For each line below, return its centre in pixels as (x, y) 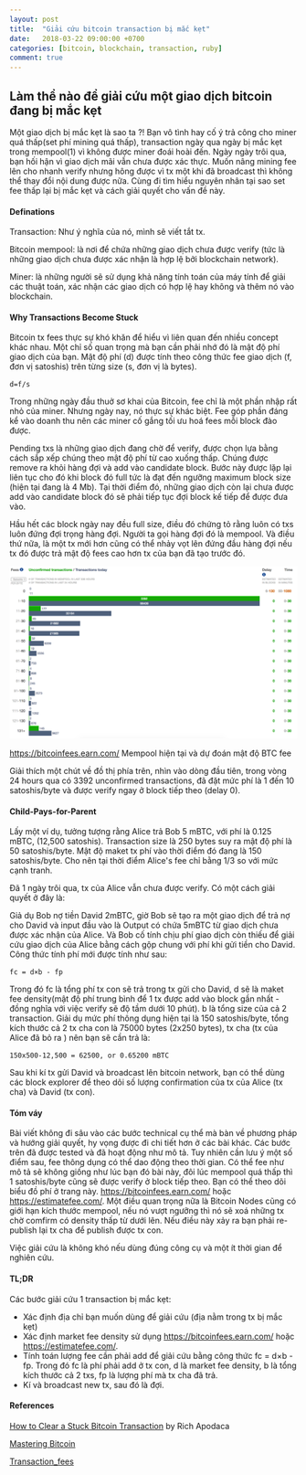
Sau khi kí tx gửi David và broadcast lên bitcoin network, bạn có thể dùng (147, 1073)
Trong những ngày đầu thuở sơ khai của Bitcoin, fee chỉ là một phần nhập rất (153, 401)
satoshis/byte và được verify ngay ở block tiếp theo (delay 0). (125, 791)
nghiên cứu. (32, 1257)
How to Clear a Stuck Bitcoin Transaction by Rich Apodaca (120, 1426)
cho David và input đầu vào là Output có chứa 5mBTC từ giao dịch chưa (144, 925)
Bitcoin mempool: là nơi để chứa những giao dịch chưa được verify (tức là (148, 249)
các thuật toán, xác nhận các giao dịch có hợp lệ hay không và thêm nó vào (152, 287)
